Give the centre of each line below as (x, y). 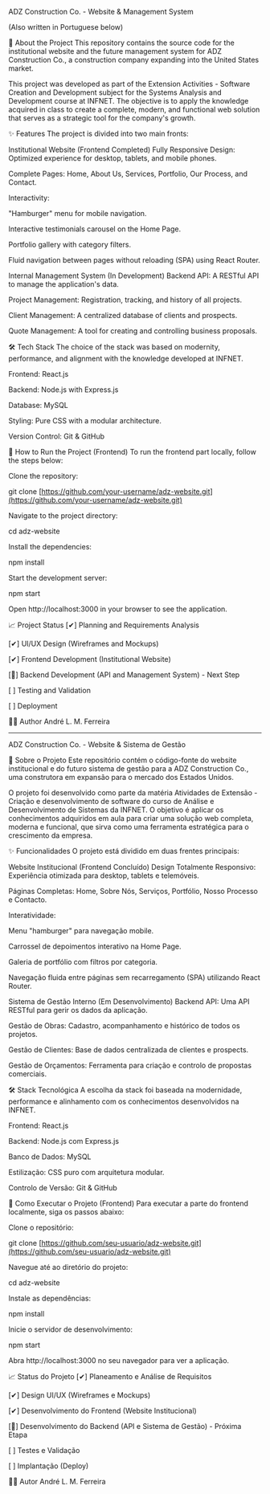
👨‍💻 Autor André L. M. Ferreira (57, 1482)
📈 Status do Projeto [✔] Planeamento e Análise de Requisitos (110, 1376)
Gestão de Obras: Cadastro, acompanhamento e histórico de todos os (124, 1026)
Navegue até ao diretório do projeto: (68, 1267)
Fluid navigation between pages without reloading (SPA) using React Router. (135, 260)
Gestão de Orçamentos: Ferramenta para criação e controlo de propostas (130, 1065)
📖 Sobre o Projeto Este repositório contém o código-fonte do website (123, 760)
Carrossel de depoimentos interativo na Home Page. (95, 946)
